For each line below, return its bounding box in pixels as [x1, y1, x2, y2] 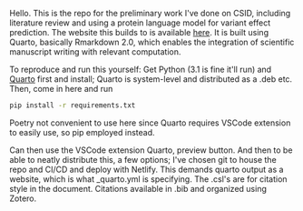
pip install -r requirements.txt [9, 101, 136, 110]
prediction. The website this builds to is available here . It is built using [9, 27, 269, 37]
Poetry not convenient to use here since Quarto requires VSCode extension [9, 117, 291, 128]
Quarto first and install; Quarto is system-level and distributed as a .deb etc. [9, 74, 293, 85]
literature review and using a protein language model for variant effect [9, 17, 270, 28]
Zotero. [9, 193, 37, 204]
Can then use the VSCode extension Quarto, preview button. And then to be [9, 145, 293, 156]
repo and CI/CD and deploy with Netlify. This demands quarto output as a [9, 164, 284, 175]
